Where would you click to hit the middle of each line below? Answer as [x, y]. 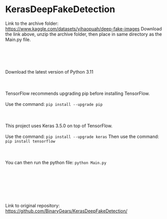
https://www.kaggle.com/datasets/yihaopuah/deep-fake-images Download [83, 28]
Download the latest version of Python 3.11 [49, 71]
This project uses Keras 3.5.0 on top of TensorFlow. [59, 126]
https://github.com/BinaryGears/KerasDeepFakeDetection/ [66, 211]
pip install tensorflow [30, 141]
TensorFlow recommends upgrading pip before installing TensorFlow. [78, 93]
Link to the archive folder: [32, 23]
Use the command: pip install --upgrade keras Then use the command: [82, 136]
